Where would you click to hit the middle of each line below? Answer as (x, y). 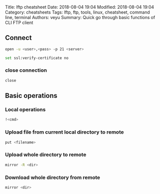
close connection (26, 70)
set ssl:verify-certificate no (37, 58)
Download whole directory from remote (53, 177)
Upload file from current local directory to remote (65, 132)
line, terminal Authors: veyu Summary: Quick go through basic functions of (80, 17)
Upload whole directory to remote (46, 155)
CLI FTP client (19, 22)
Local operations (25, 110)
